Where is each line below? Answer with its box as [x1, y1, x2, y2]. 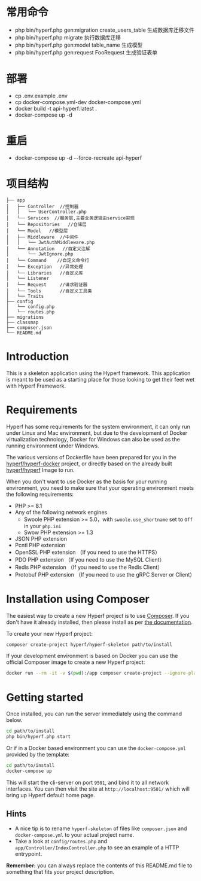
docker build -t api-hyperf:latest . [14, 105, 98, 112]
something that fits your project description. [6, 868, 115, 875]
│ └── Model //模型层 [6, 228, 68, 234]
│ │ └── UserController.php [6, 209, 87, 215]
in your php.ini [23, 522, 62, 529]
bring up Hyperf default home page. [6, 791, 95, 798]
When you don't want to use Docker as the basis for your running [6, 478, 167, 485]
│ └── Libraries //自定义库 [6, 270, 84, 276]
